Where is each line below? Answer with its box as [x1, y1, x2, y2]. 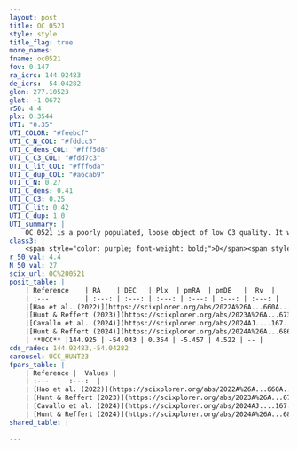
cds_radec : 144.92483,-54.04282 [9, 343, 129, 352]
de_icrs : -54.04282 [9, 79, 82, 88]
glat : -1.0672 [9, 95, 62, 105]
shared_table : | [9, 418, 69, 427]
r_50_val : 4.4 [9, 253, 62, 262]
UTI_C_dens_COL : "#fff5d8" [9, 145, 109, 154]
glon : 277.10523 [9, 87, 69, 96]
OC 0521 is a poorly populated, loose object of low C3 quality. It [25, 228, 284, 237]
